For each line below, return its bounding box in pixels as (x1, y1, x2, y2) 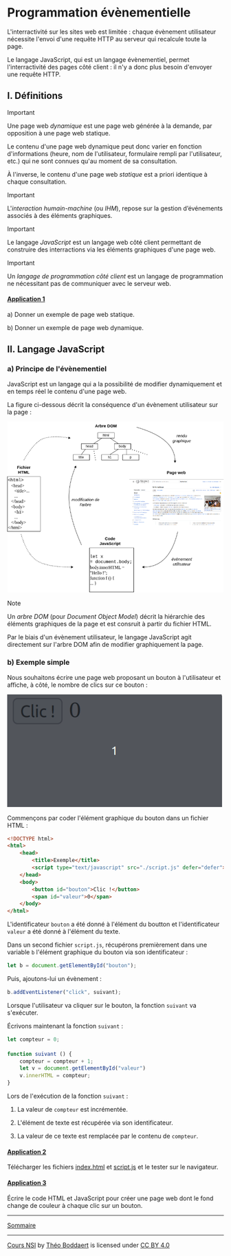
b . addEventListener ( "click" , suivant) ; (7, 989, 122, 996)
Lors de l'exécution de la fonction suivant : (7, 1092, 129, 1101)
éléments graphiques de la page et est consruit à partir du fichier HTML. (7, 620, 212, 628)
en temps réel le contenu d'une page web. (7, 387, 127, 395)
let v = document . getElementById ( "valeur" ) (19, 1065, 146, 1072)
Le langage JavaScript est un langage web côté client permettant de (7, 238, 201, 246)
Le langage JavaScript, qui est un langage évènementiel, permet (7, 55, 190, 63)
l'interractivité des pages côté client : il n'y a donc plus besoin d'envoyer (7, 63, 212, 71)
